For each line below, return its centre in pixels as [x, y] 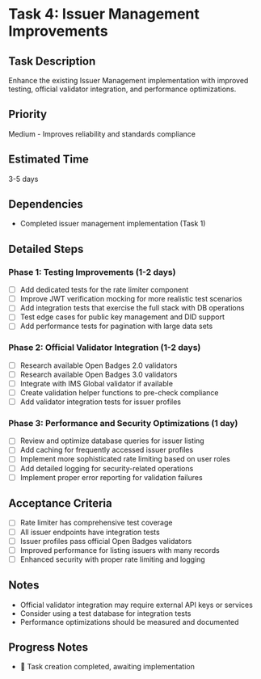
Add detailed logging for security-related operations [107, 468]
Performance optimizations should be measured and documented [130, 622]
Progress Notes [48, 647]
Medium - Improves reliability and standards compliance [102, 133]
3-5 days [23, 179]
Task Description [52, 61]
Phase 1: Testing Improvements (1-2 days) [92, 272]
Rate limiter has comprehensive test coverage [96, 523]
